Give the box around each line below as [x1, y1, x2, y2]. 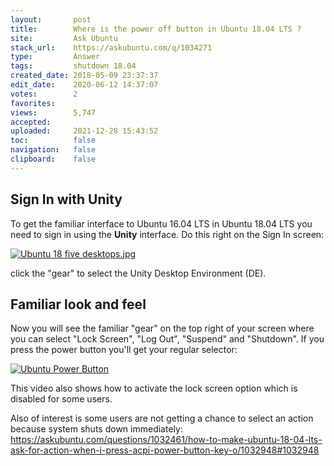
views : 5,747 [10, 107, 97, 118]
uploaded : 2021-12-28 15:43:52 [10, 126, 159, 136]
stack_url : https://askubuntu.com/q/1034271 [10, 42, 213, 53]
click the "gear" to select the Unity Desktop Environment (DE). [10, 267, 267, 279]
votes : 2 [10, 89, 78, 99]
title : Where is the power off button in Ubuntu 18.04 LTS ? [10, 24, 302, 34]
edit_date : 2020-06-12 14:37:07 [10, 80, 159, 90]
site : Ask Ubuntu [10, 33, 118, 43]
